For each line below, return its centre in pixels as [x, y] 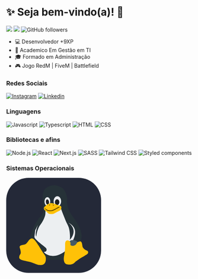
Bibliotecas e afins [33, 140]
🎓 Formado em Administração [52, 56]
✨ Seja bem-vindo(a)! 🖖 [65, 12]
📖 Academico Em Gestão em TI [52, 50]
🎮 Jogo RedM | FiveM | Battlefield [57, 65]
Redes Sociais [27, 83]
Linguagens [24, 112]
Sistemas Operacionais [40, 168]
